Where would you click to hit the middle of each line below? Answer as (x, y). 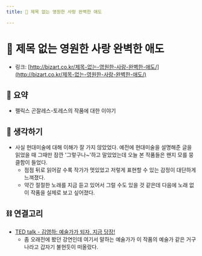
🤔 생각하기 (25, 131)
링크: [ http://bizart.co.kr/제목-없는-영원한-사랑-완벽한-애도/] (87, 66)
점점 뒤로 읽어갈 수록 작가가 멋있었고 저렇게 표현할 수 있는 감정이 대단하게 (110, 170)
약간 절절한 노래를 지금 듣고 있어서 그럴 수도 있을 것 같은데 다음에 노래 (106, 185)
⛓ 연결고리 (25, 213)
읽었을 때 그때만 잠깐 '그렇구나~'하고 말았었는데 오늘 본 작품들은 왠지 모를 (101, 155)
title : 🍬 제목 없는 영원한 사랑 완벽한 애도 (54, 12)
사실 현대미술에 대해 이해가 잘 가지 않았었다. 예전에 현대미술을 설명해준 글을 (103, 147)
